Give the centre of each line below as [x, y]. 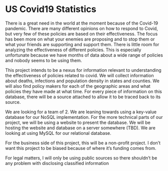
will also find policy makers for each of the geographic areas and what [78, 86]
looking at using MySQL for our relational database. [58, 133]
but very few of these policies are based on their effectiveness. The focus [81, 34]
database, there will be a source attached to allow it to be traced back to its [83, 97]
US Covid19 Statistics [51, 9]
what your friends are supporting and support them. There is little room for [82, 44]
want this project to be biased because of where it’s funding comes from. [81, 148]
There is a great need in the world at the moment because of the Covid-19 [82, 23]
